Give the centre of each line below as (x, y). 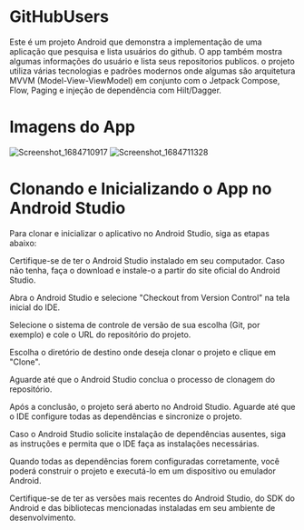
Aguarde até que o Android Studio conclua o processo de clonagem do (142, 379)
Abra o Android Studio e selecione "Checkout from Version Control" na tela (150, 297)
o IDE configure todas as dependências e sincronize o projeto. (126, 416)
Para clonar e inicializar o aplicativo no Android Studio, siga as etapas (140, 233)
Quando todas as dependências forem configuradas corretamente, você (144, 461)
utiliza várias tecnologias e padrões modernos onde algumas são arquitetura (152, 71)
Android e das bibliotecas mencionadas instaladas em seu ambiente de (142, 507)
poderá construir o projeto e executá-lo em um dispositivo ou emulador (143, 471)
